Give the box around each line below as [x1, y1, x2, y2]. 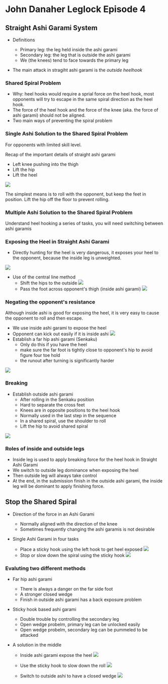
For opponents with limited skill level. [5, 142, 82, 148]
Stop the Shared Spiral [5, 498, 77, 506]
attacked [20, 632, 39, 638]
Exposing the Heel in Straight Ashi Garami [5, 238, 110, 245]
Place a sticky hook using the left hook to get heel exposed [20, 546, 143, 552]
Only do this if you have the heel [20, 342, 87, 348]
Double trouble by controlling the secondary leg [20, 616, 119, 622]
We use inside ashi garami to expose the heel [12, 325, 107, 331]
